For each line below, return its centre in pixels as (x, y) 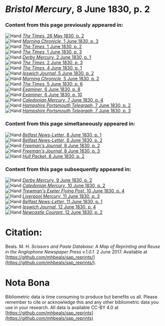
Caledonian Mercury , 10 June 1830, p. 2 (64, 186)
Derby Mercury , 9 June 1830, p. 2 (57, 180)
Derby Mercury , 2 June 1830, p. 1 (57, 57)
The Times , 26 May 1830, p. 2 (53, 36)
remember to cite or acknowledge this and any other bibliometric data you (82, 302)
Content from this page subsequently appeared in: (68, 169)
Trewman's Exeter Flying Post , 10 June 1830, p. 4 (73, 191)
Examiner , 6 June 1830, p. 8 (51, 90)
